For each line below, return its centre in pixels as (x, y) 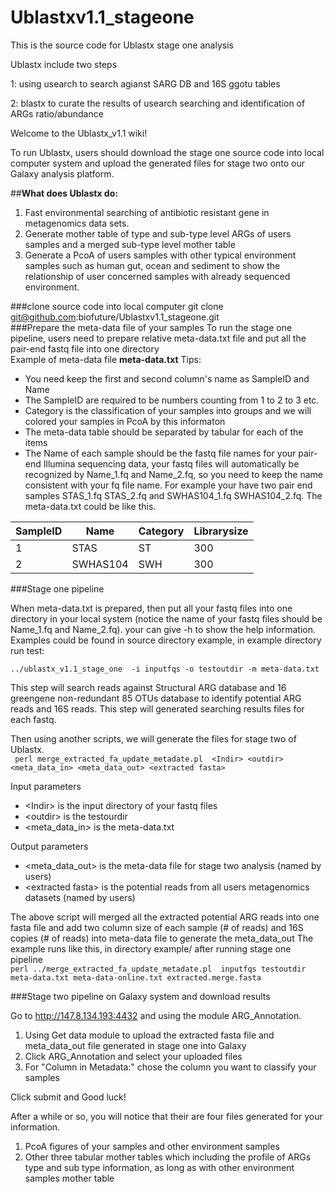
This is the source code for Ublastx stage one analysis (122, 45)
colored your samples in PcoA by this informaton (125, 421)
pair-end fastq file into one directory (85, 348)
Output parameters (49, 846)
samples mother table (69, 1178)
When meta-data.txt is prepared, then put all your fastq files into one (151, 608)
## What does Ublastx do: (64, 193)
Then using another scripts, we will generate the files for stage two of (153, 738)
